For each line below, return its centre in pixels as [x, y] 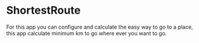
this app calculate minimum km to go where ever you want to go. [87, 33]
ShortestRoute [43, 10]
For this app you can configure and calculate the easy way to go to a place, [100, 27]
